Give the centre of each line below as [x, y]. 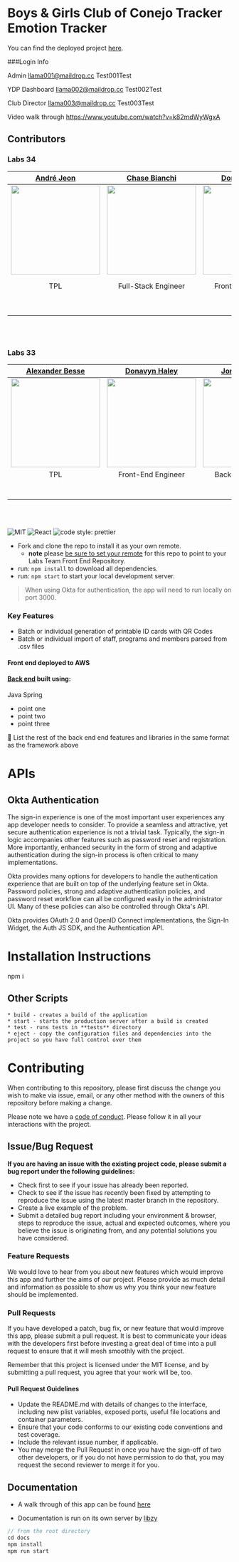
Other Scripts [38, 998]
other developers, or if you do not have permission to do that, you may [121, 1457]
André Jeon [55, 178]
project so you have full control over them [74, 1040]
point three [34, 724]
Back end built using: [39, 679]
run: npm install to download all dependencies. [88, 568]
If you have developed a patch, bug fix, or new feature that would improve [116, 1329]
